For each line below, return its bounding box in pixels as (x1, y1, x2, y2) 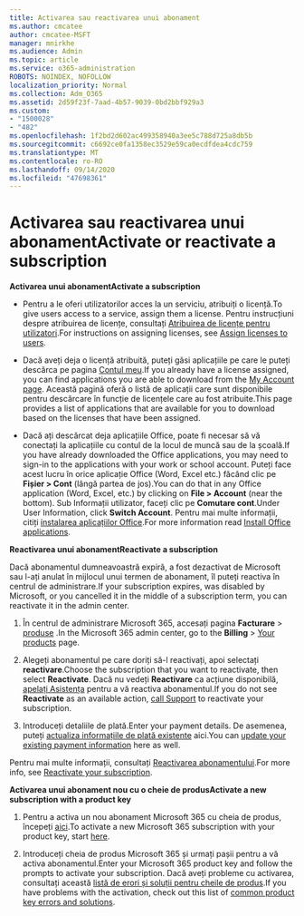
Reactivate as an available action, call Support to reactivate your (22, 693, 264, 704)
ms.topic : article (9, 55, 79, 64)
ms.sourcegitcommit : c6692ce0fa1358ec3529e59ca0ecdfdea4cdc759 (9, 140, 253, 149)
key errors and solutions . (22, 897, 116, 908)
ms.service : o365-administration (9, 64, 136, 73)
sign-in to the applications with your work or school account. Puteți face (22, 459, 292, 470)
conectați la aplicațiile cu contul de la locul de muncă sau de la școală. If (22, 440, 290, 451)
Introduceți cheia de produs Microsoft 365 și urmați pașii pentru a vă (22, 849, 279, 860)
